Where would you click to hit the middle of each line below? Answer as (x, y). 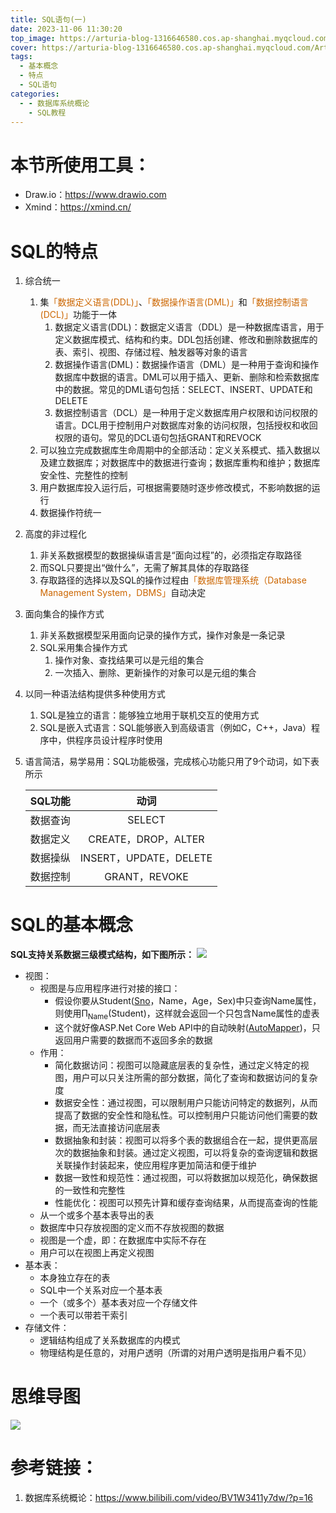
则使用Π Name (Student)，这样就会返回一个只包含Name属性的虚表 (187, 1014)
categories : (35, 94)
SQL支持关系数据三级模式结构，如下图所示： (102, 955)
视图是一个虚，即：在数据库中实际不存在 (123, 1240)
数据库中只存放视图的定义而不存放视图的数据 (132, 1227)
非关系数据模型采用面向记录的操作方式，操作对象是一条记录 (162, 635)
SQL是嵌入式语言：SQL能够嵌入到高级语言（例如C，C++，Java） (175, 728)
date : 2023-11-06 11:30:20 (66, 29)
